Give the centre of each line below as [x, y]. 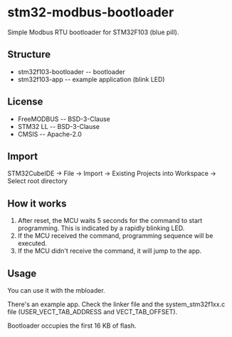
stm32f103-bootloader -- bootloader [72, 71]
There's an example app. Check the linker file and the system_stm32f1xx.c [116, 304]
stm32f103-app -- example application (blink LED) [91, 79]
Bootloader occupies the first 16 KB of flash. [72, 326]
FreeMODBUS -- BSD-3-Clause [64, 119]
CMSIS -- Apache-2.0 [49, 134]
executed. [32, 244]
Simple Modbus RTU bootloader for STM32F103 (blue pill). [93, 32]
